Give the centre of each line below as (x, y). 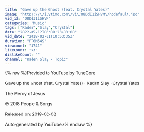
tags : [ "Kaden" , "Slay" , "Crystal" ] (40, 28)
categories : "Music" (26, 23)
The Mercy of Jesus (25, 94)
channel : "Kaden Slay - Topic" (37, 59)
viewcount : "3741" (24, 46)
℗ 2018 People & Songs (29, 104)
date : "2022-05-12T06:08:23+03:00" (41, 32)
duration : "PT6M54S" (26, 41)
